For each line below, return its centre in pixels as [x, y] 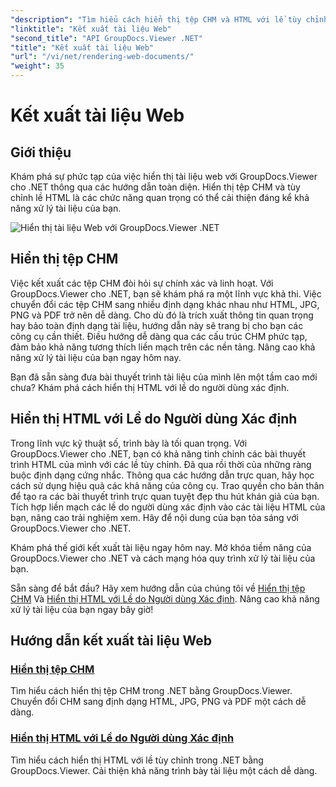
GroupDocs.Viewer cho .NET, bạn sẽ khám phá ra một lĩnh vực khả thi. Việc [166, 293]
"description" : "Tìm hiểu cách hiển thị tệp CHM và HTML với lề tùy [156, 19]
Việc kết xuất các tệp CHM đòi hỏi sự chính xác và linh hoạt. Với [142, 283]
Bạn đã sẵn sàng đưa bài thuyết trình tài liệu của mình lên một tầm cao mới [164, 377]
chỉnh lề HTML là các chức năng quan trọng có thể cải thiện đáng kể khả [160, 197]
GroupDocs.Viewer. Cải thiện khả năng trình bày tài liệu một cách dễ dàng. [164, 770]
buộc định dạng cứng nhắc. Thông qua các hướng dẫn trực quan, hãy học [162, 475]
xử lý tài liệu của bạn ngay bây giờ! [82, 609]
